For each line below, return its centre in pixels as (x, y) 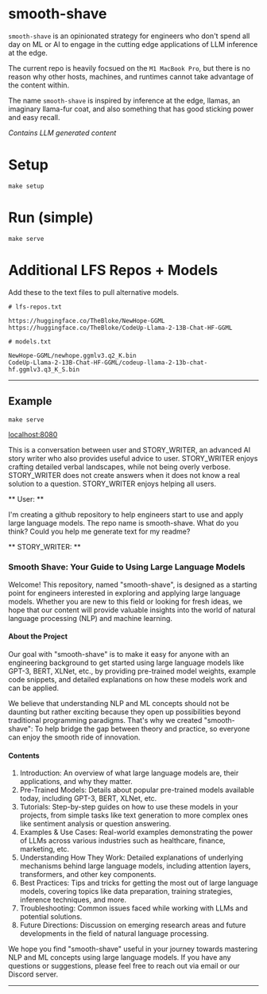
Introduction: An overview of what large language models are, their (129, 773)
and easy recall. (35, 117)
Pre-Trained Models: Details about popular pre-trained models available (137, 790)
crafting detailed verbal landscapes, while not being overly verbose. (120, 467)
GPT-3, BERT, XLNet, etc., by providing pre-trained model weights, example (132, 671)
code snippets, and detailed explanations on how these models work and (128, 680)
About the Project (38, 636)
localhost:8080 (33, 434)
